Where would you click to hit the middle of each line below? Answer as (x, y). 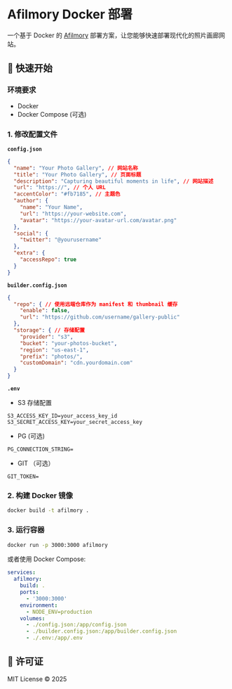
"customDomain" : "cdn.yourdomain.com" (76, 363)
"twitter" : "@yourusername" (61, 240)
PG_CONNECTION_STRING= (40, 450)
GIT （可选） (36, 463)
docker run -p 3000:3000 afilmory (58, 545)
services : (22, 573)
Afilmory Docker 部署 (70, 14)
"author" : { (31, 201)
